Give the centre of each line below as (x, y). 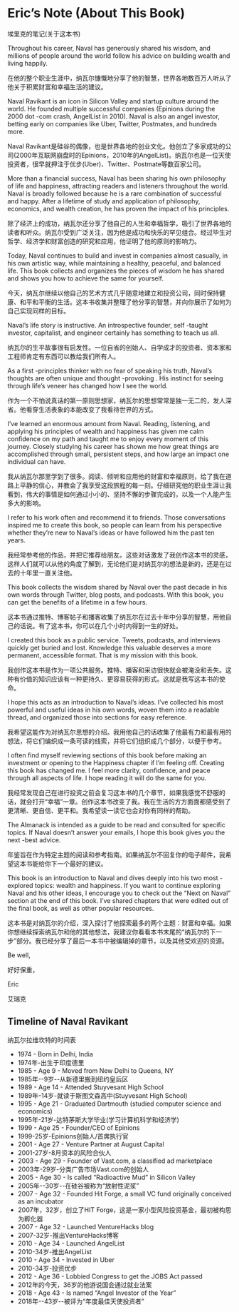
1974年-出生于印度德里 (51, 1062)
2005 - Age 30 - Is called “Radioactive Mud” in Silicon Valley (106, 1177)
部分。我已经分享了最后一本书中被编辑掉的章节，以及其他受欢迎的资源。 (123, 941)
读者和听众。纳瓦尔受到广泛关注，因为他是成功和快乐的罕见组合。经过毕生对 (119, 232)
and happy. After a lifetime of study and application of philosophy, (104, 201)
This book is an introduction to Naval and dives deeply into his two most (113, 878)
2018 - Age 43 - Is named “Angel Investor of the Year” (97, 1293)
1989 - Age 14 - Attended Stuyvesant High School (90, 1087)
